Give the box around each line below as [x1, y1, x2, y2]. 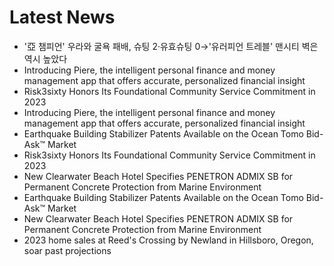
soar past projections [23, 244, 112, 256]
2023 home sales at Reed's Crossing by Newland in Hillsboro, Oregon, [23, 234, 314, 246]
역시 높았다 [23, 52, 68, 65]
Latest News [9, 6, 116, 29]
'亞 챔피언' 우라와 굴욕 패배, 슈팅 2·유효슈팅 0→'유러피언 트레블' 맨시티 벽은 [23, 40, 319, 52]
